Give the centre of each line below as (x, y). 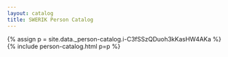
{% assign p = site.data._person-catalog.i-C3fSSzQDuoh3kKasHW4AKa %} (114, 39)
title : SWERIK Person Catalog (50, 20)
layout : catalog (30, 13)
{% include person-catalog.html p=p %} (64, 46)
